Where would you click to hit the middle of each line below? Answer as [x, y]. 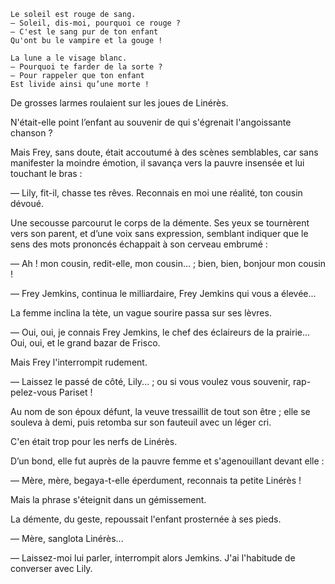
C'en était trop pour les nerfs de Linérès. [94, 441]
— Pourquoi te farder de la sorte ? [86, 67]
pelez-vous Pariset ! [51, 392]
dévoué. [27, 203]
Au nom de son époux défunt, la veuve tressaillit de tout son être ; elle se [160, 411]
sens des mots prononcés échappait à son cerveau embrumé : [139, 244]
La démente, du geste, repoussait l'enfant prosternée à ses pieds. [146, 519]
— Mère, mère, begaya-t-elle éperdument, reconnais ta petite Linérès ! [156, 480]
